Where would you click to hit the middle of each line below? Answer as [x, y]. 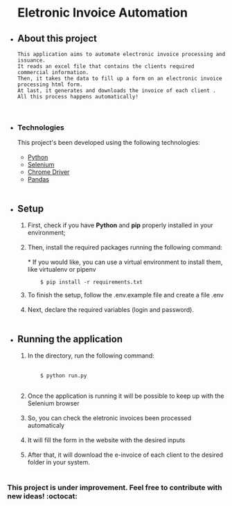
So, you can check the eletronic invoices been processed [109, 418]
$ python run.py [64, 376]
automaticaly [46, 425]
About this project [57, 38]
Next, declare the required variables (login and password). [110, 310]
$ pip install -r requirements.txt [92, 282]
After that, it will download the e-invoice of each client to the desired [125, 455]
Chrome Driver [48, 172]
